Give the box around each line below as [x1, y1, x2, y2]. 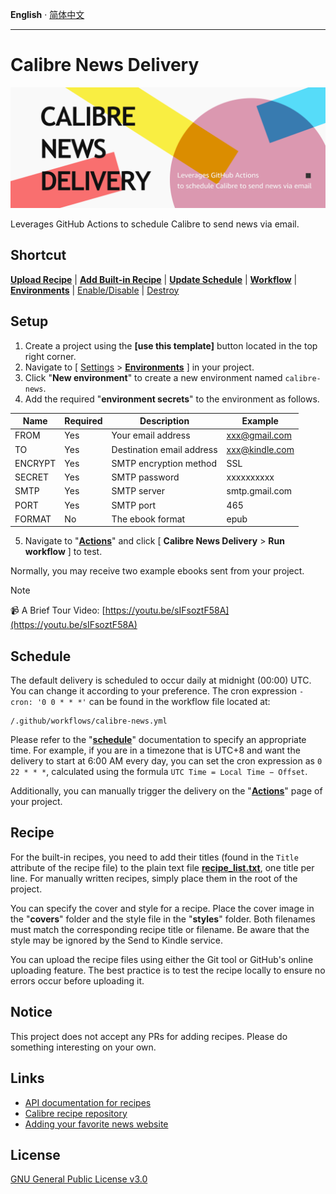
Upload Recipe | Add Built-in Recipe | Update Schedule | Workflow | [10, 273, 298, 285]
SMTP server [111, 485, 166, 497]
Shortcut [10, 247, 67, 264]
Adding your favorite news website [24, 1118, 169, 1130]
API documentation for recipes [24, 1096, 152, 1108]
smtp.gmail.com [226, 485, 293, 497]
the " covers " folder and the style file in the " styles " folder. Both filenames [10, 913, 316, 925]
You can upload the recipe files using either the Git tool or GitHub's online [10, 953, 314, 965]
